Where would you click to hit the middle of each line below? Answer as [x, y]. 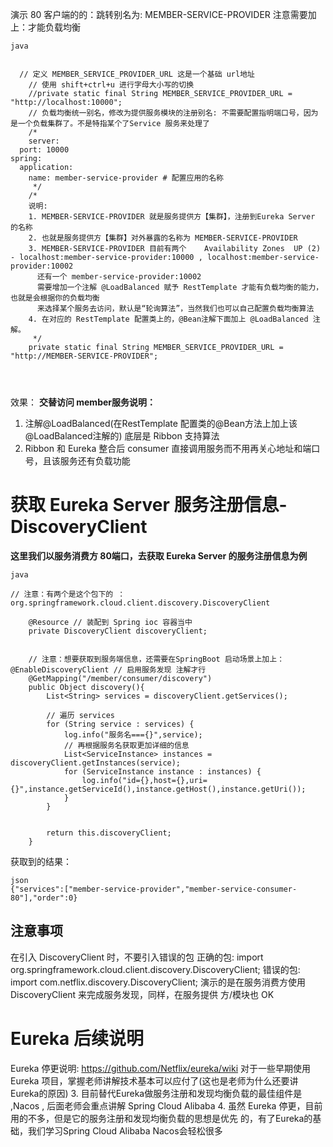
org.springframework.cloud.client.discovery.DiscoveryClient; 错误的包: [155, 969]
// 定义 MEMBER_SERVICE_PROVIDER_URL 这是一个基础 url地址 [137, 74]
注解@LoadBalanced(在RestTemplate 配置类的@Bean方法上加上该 [161, 423]
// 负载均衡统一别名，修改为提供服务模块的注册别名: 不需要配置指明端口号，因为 [173, 113]
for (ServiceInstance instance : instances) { [162, 771]
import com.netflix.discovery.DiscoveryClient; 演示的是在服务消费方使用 [158, 982]
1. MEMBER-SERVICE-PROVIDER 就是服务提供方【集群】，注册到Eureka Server [172, 217]
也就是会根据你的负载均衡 [55, 298]
